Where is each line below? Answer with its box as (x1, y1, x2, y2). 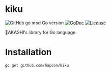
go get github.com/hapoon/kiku (5, 63, 69, 68)
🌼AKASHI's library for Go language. (5, 29, 77, 35)
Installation (5, 47, 52, 58)
